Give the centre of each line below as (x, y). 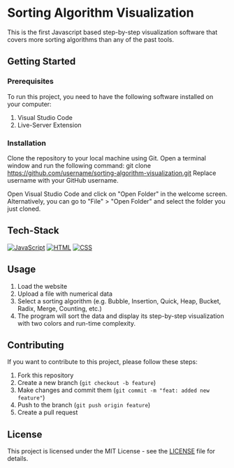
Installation (27, 143)
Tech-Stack (33, 231)
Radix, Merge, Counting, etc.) (60, 308)
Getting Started (42, 62)
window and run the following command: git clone (79, 165)
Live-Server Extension (49, 125)
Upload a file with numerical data (65, 294)
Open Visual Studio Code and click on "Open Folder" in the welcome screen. (117, 194)
